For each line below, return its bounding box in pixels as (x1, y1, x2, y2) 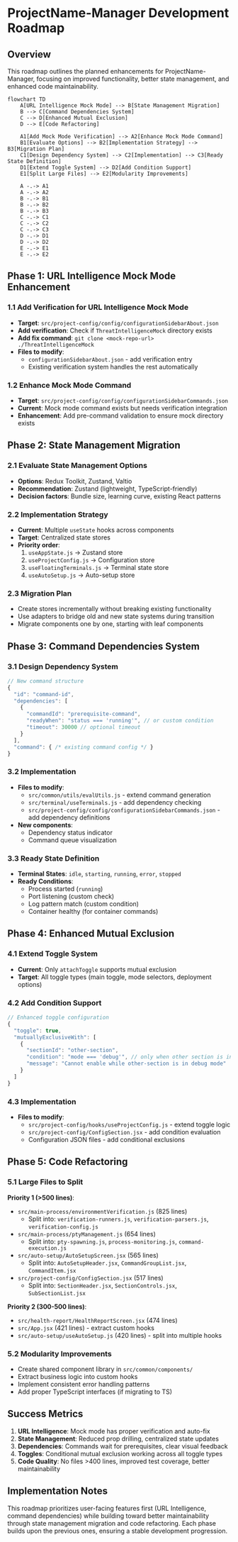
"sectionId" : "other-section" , (25, 1047, 119, 1054)
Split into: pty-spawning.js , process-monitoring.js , (28, 1237, 177, 1246)
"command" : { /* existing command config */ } (13, 743, 154, 751)
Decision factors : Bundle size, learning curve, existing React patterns (17, 491, 221, 501)
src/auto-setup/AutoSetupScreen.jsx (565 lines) (17, 1251, 159, 1259)
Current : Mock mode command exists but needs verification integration (17, 403, 227, 412)
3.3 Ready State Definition (7, 853, 100, 863)
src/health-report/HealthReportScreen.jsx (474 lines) (17, 1316, 178, 1324)
